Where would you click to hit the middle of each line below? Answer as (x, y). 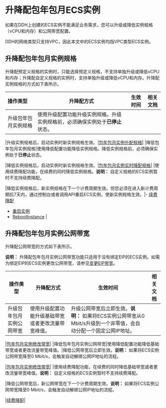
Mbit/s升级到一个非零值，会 (103, 323)
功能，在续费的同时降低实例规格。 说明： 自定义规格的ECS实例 (90, 171)
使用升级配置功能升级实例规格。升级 (80, 114)
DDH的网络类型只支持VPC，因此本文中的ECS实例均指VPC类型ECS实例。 (79, 41)
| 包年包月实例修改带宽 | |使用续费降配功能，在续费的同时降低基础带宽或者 (79, 366)
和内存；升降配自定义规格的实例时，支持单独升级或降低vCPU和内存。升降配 (82, 78)
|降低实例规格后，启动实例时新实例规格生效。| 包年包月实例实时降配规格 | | (80, 165)
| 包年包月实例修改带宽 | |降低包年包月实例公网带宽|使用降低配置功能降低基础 (82, 344)
